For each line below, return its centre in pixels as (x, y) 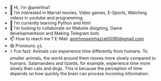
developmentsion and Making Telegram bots (54, 33)
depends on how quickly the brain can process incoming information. (80, 73)
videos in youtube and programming (46, 18)
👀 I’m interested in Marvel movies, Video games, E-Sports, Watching (78, 13)
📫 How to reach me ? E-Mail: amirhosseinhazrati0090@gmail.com (77, 39)
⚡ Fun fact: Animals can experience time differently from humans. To (79, 51)
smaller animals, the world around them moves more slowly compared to (83, 58)
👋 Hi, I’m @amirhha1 (30, 8)
